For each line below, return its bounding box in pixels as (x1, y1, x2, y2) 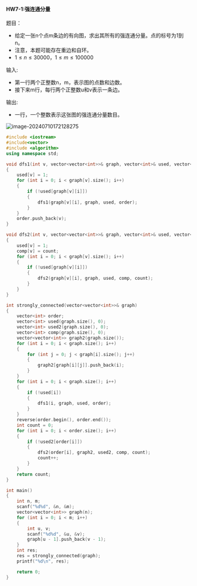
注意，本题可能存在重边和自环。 (14, 47, 92, 54)
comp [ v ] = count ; (16, 248, 59, 254)
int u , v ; (27, 526, 51, 531)
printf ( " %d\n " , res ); (16, 558, 69, 564)
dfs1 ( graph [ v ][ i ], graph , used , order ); (37, 199, 138, 205)
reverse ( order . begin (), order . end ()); (16, 417, 111, 423)
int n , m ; (16, 499, 41, 504)
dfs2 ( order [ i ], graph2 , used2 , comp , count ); (37, 449, 151, 456)
